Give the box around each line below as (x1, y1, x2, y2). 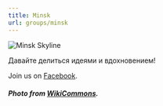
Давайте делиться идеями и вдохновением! (8, 56, 156, 65)
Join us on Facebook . (8, 71, 78, 80)
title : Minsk (8, 11, 51, 20)
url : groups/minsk (8, 19, 68, 27)
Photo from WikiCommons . (8, 89, 99, 98)
